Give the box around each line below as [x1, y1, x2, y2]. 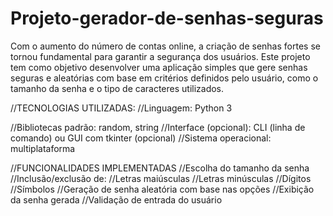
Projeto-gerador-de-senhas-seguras [10, 7, 324, 30]
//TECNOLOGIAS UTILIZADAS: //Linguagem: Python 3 [10, 102, 233, 114]
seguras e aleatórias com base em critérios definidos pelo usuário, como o [10, 72, 319, 84]
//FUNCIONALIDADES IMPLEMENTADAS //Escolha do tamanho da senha [10, 162, 310, 174]
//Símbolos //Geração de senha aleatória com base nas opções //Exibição [10, 183, 315, 195]
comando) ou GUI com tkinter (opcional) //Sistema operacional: [10, 132, 272, 144]
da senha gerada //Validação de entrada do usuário [10, 193, 223, 206]
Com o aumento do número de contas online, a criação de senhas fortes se [10, 40, 321, 52]
